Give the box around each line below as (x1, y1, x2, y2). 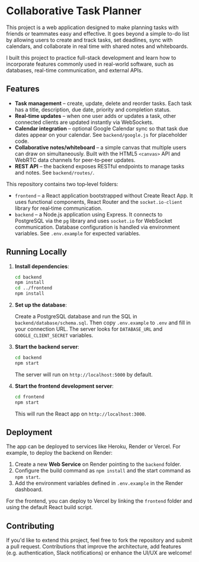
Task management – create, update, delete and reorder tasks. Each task (14, 100, 192, 107)
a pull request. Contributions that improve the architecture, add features (6, 543, 182, 550)
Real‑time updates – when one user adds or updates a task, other (14, 112, 176, 119)
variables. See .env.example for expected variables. (14, 229, 141, 237)
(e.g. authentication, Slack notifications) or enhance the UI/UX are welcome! (6, 550, 192, 557)
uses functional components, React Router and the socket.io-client (14, 198, 182, 205)
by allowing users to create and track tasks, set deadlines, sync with (6, 36, 173, 43)
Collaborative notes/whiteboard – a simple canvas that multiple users (14, 143, 187, 151)
